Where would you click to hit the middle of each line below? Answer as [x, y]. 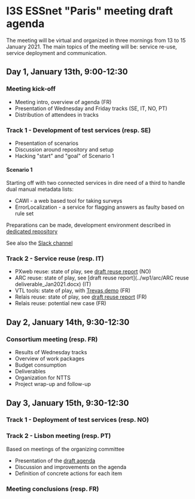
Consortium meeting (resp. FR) [52, 339]
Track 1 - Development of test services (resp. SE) [79, 130]
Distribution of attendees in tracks [57, 114]
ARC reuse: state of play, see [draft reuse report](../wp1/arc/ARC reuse [102, 278]
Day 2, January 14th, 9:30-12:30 [68, 322]
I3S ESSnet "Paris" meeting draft [90, 11]
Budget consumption [41, 365]
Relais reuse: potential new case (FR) [60, 303]
